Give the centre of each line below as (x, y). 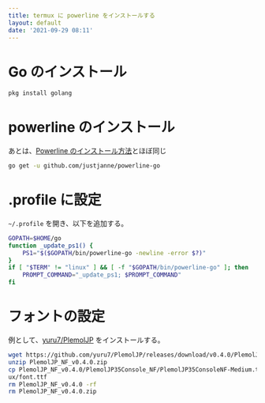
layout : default (35, 23)
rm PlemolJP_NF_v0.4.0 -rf (52, 384)
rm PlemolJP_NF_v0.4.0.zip (52, 392)
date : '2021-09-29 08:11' (50, 30)
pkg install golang (40, 93)
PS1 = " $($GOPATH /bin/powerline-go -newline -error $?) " (114, 253)
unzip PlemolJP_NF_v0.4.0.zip (58, 362)
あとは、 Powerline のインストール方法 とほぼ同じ (88, 151)
